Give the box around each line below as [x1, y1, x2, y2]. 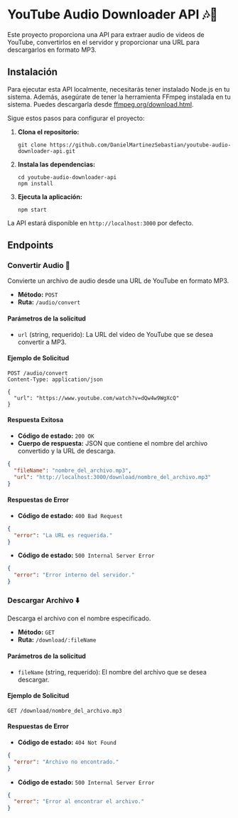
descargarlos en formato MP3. [7, 45, 97, 54]
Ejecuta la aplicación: [17, 192, 83, 201]
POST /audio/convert [7, 370, 69, 377]
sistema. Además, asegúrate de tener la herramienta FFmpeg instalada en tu [7, 92, 231, 101]
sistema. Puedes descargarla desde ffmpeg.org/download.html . [7, 99, 194, 109]
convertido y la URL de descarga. [17, 447, 116, 456]
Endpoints [7, 240, 54, 252]
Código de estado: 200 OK [17, 431, 94, 440]
